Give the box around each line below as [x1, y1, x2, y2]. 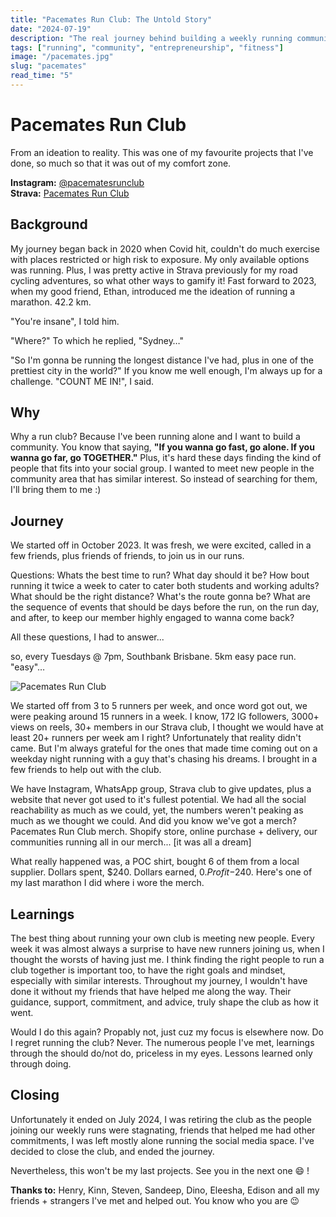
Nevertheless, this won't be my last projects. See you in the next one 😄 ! [10, 1164, 310, 1176]
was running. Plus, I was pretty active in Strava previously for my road [10, 264, 298, 276]
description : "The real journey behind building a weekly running [10, 33, 293, 43]
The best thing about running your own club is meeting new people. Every [10, 932, 315, 945]
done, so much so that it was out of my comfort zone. [10, 157, 232, 169]
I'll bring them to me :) [10, 484, 102, 496]
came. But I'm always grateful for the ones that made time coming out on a [10, 742, 318, 755]
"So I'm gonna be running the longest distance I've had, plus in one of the [10, 354, 314, 366]
